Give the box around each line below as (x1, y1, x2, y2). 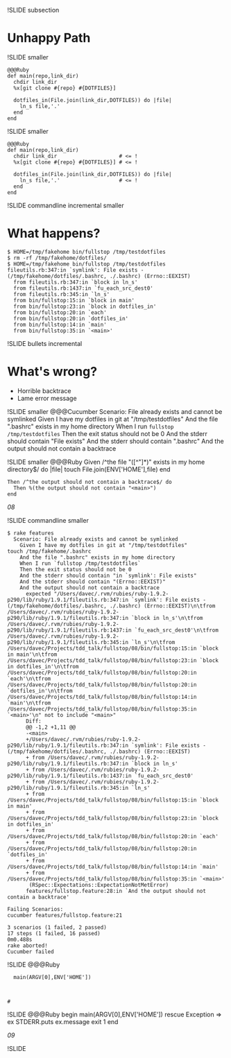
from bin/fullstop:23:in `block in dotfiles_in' (13, 303, 157, 310)
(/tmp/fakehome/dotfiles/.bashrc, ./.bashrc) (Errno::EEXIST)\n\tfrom (7, 602, 216, 609)
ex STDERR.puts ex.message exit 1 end (7, 1017, 119, 1025)
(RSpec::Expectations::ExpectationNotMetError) (28, 881, 169, 888)
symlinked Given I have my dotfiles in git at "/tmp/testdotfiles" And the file (7, 415, 219, 423)
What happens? (7, 225, 101, 241)
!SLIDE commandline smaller (7, 516, 89, 524)
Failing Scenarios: (7, 905, 64, 912)
